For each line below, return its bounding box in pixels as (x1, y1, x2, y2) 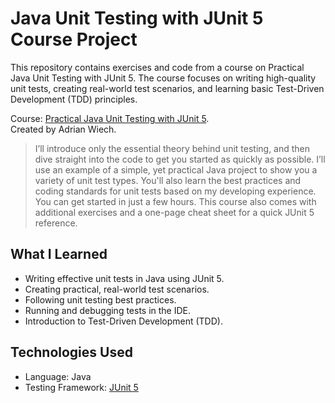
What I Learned (10, 246, 108, 263)
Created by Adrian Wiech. (10, 123, 117, 135)
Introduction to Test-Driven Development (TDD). (24, 315, 223, 327)
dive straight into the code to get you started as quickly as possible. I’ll (34, 153, 326, 165)
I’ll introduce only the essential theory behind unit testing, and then (34, 142, 311, 154)
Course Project (10, 28, 138, 51)
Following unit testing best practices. (24, 293, 177, 306)
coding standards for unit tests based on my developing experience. (34, 185, 317, 197)
